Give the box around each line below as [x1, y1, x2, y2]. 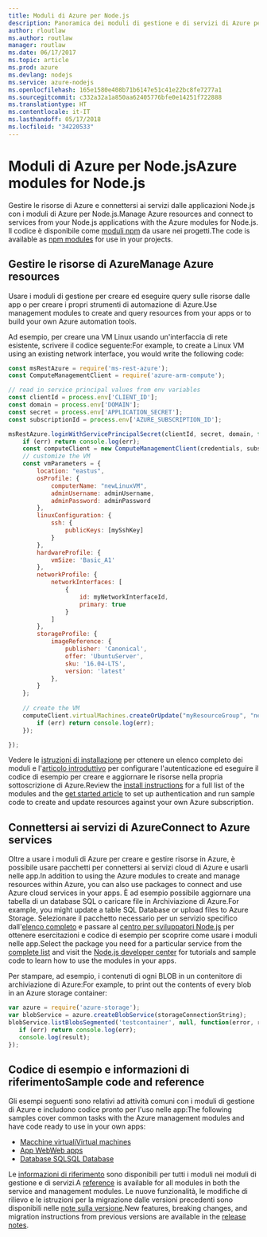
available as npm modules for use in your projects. [8, 234, 173, 244]
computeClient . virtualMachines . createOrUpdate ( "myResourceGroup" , [22, 711, 247, 720]
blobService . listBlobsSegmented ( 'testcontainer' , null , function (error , [8, 1018, 254, 1027]
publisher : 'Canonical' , [64, 645, 148, 653]
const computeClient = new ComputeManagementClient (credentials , [22, 445, 244, 453]
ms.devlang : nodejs [8, 71, 73, 79]
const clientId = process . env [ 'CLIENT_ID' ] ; [8, 394, 158, 402]
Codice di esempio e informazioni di [8, 1062, 190, 1076]
